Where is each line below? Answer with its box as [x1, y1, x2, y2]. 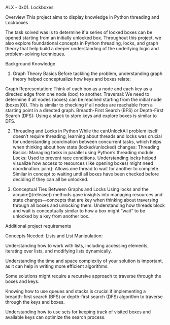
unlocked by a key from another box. [12, 213, 90, 219]
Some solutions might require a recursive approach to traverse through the [5, 273, 161, 279]
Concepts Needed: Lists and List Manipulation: [5, 233, 103, 239]
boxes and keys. [5, 278, 40, 284]
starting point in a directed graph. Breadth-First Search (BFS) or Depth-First [5, 107, 164, 113]
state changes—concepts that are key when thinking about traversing [12, 197, 158, 203]
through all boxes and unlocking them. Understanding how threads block [12, 202, 165, 208]
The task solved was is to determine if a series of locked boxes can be [5, 29, 153, 35]
